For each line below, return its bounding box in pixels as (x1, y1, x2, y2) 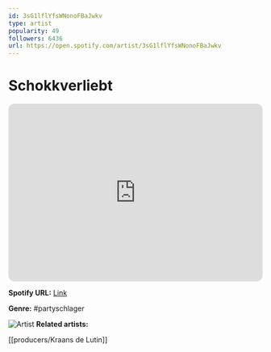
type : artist (8, 19, 52, 27)
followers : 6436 (8, 34, 63, 43)
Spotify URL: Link (8, 288, 68, 298)
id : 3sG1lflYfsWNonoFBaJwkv (8, 11, 103, 20)
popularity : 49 (8, 27, 60, 35)
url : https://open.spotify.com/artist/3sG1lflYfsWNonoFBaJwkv (8, 42, 222, 50)
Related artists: (35, 320, 89, 329)
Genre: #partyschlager (8, 304, 85, 313)
